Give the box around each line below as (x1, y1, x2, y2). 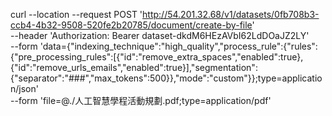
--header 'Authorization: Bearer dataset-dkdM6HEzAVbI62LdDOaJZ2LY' (10, 30, 310, 41)
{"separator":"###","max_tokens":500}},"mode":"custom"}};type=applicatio (10, 72, 323, 84)
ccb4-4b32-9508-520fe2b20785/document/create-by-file (10, 19, 253, 31)
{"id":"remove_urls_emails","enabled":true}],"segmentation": (10, 62, 258, 73)
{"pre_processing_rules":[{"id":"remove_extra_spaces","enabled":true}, (10, 51, 304, 63)
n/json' (10, 83, 39, 94)
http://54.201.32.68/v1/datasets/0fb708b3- (142, 9, 320, 20)
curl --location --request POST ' (10, 9, 143, 20)
